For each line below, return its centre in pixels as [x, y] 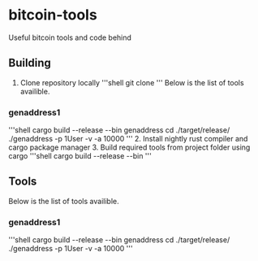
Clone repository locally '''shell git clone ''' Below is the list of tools [132, 82]
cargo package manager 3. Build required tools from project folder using [129, 147]
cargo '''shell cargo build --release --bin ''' [80, 156]
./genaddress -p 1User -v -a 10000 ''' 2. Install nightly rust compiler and [128, 139]
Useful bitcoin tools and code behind [70, 37]
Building [30, 63]
